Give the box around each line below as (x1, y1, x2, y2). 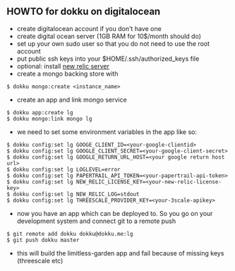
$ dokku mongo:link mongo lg (6, 115, 92, 122)
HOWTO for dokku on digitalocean (6, 6, 161, 18)
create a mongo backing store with (16, 69, 119, 78)
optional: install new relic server (16, 61, 110, 70)
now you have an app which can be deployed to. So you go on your (16, 209, 213, 217)
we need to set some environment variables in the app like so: (16, 127, 197, 136)
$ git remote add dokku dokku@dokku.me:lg (6, 230, 133, 237)
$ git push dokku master (6, 236, 80, 243)
